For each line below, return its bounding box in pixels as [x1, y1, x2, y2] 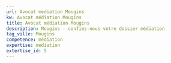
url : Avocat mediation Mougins [6, 8, 85, 15]
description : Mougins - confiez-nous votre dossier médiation [6, 25, 165, 32]
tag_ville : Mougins [6, 31, 55, 37]
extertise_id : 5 [6, 48, 47, 54]
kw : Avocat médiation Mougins [6, 14, 82, 20]
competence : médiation [6, 37, 63, 43]
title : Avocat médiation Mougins [6, 20, 90, 26]
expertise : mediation [6, 43, 61, 49]
